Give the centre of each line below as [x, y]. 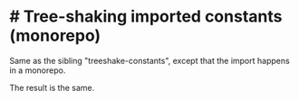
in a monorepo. [38, 70]
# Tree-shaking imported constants [146, 17]
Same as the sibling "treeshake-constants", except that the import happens [149, 60]
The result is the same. [52, 87]
